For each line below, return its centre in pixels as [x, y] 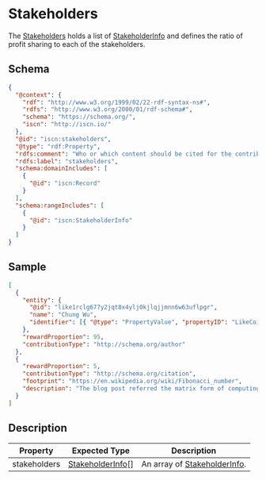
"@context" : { [38, 95]
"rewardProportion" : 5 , [62, 367]
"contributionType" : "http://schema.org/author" [104, 344]
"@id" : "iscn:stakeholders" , [63, 139]
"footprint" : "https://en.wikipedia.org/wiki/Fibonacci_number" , [133, 382]
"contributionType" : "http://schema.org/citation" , [109, 374]
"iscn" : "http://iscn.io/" [67, 125]
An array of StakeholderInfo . [194, 463]
